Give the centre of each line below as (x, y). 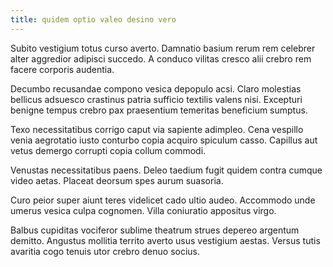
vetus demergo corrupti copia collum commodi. (108, 150)
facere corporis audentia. (62, 69)
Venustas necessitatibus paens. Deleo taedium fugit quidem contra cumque (166, 170)
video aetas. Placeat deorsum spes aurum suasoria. (117, 180)
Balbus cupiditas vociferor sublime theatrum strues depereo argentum (155, 230)
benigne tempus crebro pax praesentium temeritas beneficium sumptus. (159, 110)
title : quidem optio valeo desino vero (93, 19)
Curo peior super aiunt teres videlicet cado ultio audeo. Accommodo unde (163, 200)
